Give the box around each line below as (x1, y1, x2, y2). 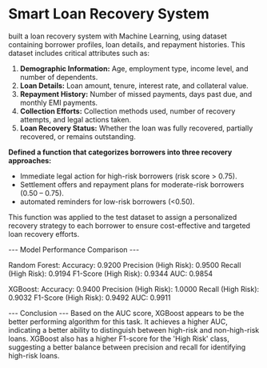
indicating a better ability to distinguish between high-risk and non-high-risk (8, 325, 260, 334)
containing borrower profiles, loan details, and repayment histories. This (8, 39, 245, 49)
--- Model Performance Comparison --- (8, 245, 140, 254)
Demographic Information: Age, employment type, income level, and (19, 63, 249, 73)
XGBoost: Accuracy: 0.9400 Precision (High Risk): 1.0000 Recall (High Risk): (8, 284, 260, 294)
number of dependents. (19, 72, 98, 82)
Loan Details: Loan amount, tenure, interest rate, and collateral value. (19, 81, 249, 90)
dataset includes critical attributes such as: (8, 48, 150, 58)
